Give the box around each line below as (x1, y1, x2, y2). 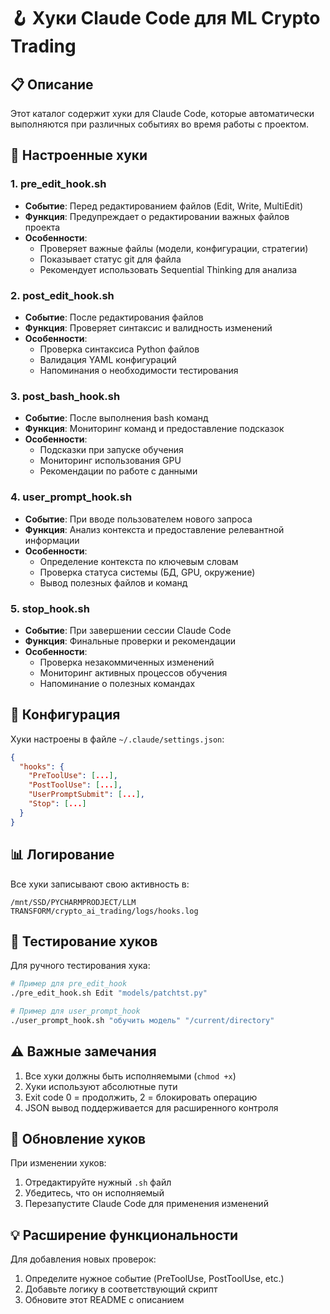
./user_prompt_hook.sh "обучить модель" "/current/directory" (10, 1015, 275, 1025)
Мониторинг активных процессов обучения (39, 666, 228, 679)
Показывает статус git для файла (39, 253, 182, 265)
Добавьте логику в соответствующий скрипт (24, 1283, 218, 1295)
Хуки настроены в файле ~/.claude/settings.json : (10, 733, 225, 745)
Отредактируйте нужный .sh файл (24, 1176, 172, 1189)
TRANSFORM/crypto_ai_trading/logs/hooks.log (10, 906, 199, 916)
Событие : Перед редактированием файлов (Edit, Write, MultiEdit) (24, 200, 304, 212)
